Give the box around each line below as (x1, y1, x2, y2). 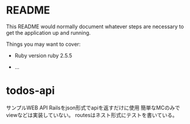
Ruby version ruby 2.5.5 (14, 52, 72, 59)
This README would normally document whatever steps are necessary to (6, 23, 184, 30)
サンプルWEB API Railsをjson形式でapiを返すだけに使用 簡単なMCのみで (6, 104, 181, 111)
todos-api (6, 84, 55, 98)
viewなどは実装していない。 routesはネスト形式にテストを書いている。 (6, 111, 178, 118)
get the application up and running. (6, 29, 91, 36)
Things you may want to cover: (6, 41, 81, 48)
